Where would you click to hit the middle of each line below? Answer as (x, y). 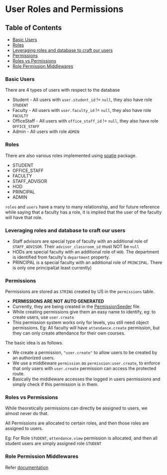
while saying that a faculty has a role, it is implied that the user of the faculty (83, 212)
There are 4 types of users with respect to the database (63, 90)
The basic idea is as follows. (34, 343)
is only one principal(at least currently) (52, 267)
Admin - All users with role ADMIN (46, 131)
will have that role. (24, 217)
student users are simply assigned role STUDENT (53, 443)
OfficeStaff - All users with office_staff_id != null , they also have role (85, 121)
